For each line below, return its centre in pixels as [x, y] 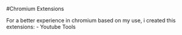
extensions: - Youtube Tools [41, 27]
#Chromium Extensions [35, 9]
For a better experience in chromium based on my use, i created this [91, 20]
